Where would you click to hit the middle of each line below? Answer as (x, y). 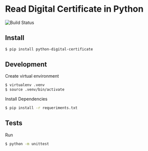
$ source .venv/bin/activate (35, 90)
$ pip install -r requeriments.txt (41, 108)
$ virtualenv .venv (25, 85)
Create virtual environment (32, 76)
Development (26, 65)
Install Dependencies (26, 99)
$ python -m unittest (27, 144)
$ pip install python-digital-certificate (49, 49)
